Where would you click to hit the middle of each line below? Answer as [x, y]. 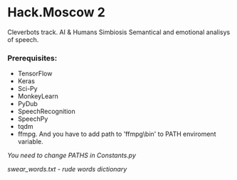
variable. [31, 142]
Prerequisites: [32, 58]
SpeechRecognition [47, 112]
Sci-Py [27, 89]
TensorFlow [35, 74]
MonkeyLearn [38, 96]
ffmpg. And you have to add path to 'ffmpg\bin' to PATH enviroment [117, 134]
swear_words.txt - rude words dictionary [67, 169]
